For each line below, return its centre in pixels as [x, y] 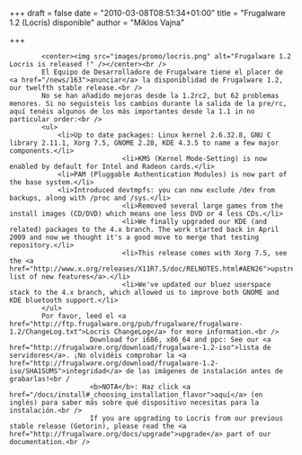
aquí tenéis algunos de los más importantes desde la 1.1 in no [132, 112]
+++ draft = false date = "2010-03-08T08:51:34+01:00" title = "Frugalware [147, 13]
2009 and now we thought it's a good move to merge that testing [134, 237]
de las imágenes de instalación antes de [204, 371]
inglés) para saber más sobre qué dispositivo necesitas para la [134, 403]
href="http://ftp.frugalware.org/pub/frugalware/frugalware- [126, 324]
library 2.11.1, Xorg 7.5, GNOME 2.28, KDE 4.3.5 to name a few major [144, 143]
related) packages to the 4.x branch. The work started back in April [144, 229]
